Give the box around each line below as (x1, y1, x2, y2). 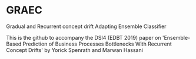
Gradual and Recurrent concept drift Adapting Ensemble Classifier (6, 23, 167, 30)
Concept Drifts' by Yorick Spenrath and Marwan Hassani (6, 46, 143, 53)
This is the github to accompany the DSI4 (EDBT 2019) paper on (6, 34, 161, 41)
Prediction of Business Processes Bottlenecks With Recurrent (22, 40, 172, 47)
